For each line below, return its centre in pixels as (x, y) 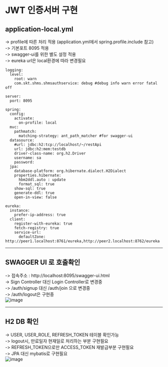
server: (13, 96)
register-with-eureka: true (43, 224)
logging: (14, 70)
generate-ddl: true (34, 193)
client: (18, 219)
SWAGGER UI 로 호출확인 (43, 262)
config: (18, 114)
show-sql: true (30, 189)
